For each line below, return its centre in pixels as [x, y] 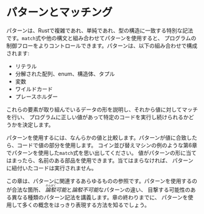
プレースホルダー [37, 96]
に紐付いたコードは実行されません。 [52, 168]
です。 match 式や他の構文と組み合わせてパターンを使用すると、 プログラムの [101, 38]
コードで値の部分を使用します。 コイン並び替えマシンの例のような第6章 [107, 145]
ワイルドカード [34, 89]
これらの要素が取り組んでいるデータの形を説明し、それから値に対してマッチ [102, 109]
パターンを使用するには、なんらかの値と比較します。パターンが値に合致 [97, 137]
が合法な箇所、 [25, 190]
